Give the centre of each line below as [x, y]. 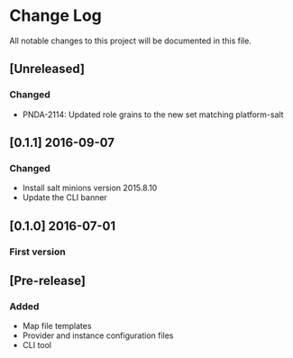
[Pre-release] [47, 281]
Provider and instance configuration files [98, 335]
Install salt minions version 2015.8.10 [90, 188]
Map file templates [57, 326]
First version [37, 252]
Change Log [55, 16]
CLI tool [37, 345]
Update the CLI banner [65, 197]
